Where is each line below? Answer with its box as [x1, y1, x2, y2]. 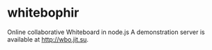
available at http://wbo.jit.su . [7, 35, 89, 43]
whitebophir [7, 5, 79, 21]
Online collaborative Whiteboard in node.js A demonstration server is [7, 28, 205, 36]
